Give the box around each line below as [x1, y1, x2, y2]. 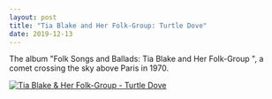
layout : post [9, 12, 57, 22]
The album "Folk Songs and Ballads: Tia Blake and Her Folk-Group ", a [9, 54, 264, 65]
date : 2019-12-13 [9, 29, 73, 38]
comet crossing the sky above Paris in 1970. [9, 63, 170, 73]
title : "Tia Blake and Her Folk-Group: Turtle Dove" [9, 21, 208, 30]
